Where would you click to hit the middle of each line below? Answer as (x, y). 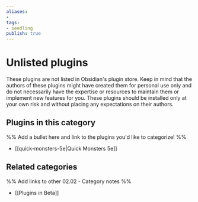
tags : (13, 22)
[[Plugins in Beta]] (37, 193)
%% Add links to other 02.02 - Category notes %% (69, 181)
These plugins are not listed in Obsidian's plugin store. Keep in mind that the (99, 79)
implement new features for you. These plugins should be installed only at (96, 98)
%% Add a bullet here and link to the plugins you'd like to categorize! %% (96, 137)
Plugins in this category (51, 123)
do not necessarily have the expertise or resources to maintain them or (93, 92)
